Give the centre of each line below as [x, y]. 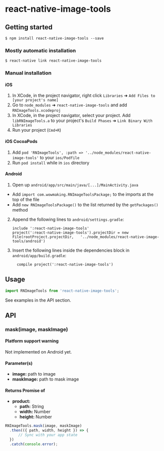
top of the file [26, 199]
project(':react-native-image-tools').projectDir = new [70, 233]
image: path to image [34, 374]
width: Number [35, 412]
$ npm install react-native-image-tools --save [55, 38]
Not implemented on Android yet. [38, 352]
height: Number [36, 417]
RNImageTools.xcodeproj [36, 111]
